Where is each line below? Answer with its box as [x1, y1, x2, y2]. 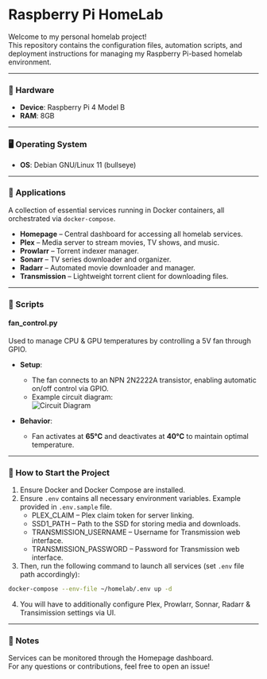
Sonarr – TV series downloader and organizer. [19, 254, 172, 264]
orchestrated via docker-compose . [8, 213, 116, 223]
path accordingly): [19, 570, 80, 580]
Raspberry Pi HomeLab [8, 6, 164, 24]
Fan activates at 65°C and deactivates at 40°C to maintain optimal [31, 431, 249, 440]
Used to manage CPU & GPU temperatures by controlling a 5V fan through [8, 336, 252, 345]
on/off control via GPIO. [31, 383, 109, 393]
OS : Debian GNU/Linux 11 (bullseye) [19, 160, 137, 169]
